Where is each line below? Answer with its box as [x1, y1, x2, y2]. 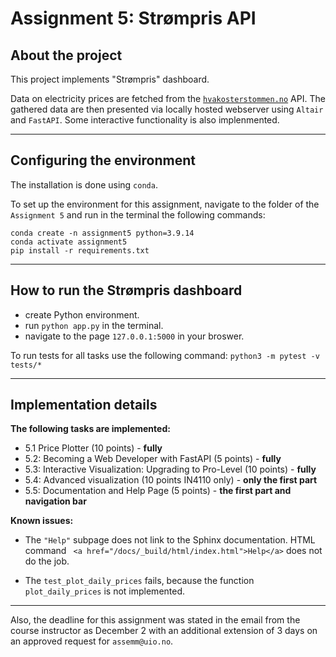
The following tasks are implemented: [10, 423, 171, 435]
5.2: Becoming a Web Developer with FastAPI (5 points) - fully [24, 453, 282, 465]
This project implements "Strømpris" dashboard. [10, 73, 210, 85]
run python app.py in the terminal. [24, 319, 164, 331]
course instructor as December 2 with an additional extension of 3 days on [10, 625, 318, 637]
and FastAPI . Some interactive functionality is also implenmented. [10, 114, 280, 126]
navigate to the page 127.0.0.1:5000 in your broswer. [24, 330, 245, 342]
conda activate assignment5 [10, 237, 128, 247]
